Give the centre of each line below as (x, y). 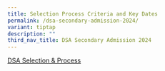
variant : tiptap (31, 27)
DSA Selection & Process (44, 60)
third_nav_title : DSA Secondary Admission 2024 (80, 40)
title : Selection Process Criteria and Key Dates (83, 14)
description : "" (31, 34)
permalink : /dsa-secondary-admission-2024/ (73, 21)
